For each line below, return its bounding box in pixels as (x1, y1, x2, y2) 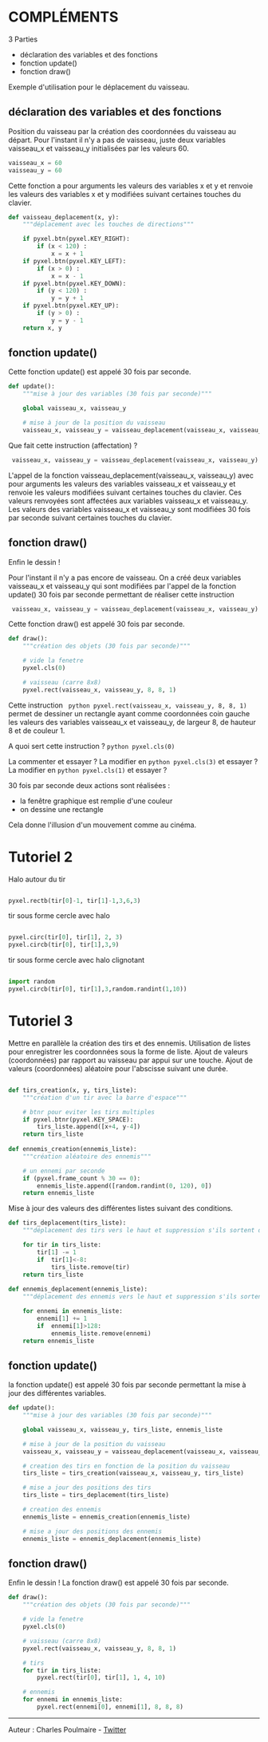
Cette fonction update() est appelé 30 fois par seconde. (8, 367, 191, 376)
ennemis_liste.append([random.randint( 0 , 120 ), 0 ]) (37, 1181, 213, 1190)
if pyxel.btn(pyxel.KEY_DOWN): (22, 279, 127, 287)
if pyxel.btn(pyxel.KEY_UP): (22, 301, 120, 310)
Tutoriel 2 (8, 848, 73, 865)
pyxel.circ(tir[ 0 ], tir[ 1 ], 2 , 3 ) (8, 933, 124, 941)
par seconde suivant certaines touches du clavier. (8, 513, 173, 522)
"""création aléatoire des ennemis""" (22, 1153, 152, 1161)
